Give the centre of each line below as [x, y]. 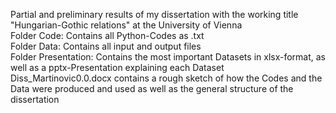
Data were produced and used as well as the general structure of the [152, 88]
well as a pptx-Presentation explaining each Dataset [117, 67]
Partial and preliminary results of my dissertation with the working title [154, 14]
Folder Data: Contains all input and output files [106, 46]
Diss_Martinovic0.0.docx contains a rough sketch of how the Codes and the [166, 78]
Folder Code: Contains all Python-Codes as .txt [107, 35]
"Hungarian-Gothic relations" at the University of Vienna [126, 25]
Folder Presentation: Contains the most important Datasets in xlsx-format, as [168, 57]
